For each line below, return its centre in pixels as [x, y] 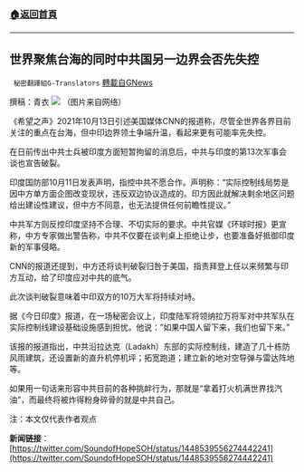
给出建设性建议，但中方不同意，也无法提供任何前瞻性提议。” [120, 205]
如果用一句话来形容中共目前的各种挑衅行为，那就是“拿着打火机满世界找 [142, 389]
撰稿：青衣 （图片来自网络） [68, 102]
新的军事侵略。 [37, 247]
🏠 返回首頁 [33, 14]
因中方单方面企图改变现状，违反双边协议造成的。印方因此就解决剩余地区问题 [152, 194]
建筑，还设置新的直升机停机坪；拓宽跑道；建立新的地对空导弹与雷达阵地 [160, 358]
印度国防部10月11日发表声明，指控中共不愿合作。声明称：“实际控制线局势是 [149, 182]
